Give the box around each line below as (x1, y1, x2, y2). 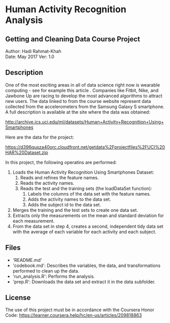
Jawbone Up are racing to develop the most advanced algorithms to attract (5, 93, 162, 99)
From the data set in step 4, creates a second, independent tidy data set (12, 223, 163, 229)
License (5, 293, 31, 302)
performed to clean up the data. (12, 267, 80, 274)
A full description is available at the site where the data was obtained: (5, 109, 151, 115)
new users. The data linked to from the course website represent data (5, 98, 151, 104)
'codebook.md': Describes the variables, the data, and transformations (12, 262, 161, 268)
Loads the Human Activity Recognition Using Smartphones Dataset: (12, 169, 154, 175)
